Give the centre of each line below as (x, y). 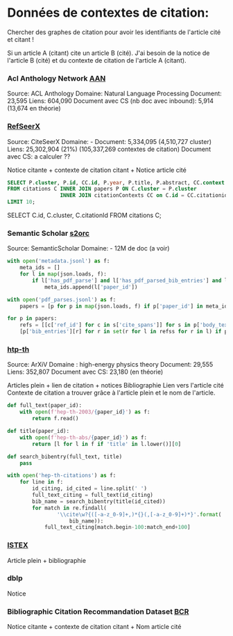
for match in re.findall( (70, 508)
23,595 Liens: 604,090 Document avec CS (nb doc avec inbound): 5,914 (110, 101)
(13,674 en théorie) (34, 109)
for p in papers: (32, 319)
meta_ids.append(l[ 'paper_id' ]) (91, 287)
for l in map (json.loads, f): (63, 274)
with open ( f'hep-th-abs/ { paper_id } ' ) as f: (84, 437)
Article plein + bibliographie (47, 560)
